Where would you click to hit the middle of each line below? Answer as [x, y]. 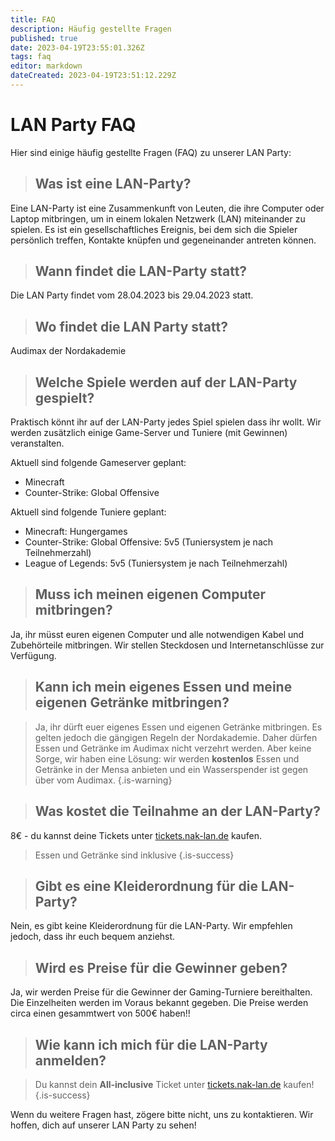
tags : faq [31, 57]
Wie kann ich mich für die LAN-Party [151, 1044]
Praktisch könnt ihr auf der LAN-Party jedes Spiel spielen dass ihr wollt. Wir [166, 422]
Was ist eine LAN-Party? [113, 184]
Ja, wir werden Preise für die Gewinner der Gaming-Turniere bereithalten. [161, 992]
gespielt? [64, 397]
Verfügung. [33, 655]
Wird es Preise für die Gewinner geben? [161, 967]
